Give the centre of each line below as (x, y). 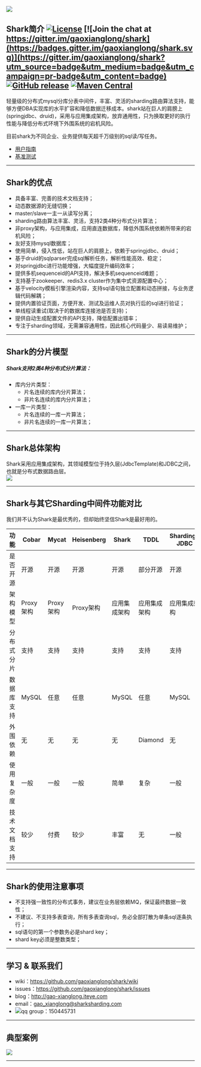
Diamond (151, 740)
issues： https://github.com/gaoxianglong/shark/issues (83, 989)
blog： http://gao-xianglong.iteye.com (61, 996)
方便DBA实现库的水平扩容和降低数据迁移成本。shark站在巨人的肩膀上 (97, 108)
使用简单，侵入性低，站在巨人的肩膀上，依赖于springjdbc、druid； (98, 250)
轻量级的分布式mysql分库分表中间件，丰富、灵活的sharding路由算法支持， (98, 101)
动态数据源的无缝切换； (44, 205)
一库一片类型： (33, 407)
